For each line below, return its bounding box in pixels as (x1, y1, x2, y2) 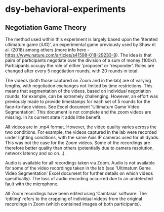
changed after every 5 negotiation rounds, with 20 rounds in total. (5, 68, 139, 74)
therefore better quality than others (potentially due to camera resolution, (5, 145, 154, 151)
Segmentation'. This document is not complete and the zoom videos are (5, 109, 152, 115)
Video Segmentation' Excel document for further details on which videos (5, 170, 153, 176)
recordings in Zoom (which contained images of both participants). (5, 201, 142, 207)
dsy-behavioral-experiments (5, 3, 126, 15)
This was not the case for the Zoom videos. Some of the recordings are (5, 140, 151, 146)
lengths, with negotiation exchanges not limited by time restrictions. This (5, 83, 153, 89)
